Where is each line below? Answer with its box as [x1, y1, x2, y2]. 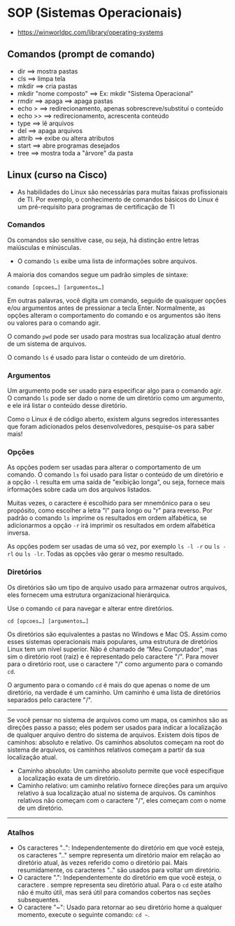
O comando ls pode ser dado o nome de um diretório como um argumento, [7, 394, 225, 402]
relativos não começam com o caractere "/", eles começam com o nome [17, 796, 226, 804]
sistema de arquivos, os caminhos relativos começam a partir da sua [7, 745, 205, 754]
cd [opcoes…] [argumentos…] [7, 617, 90, 624]
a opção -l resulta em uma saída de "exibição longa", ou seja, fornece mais [7, 478, 225, 486]
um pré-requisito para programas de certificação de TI [17, 202, 175, 211]
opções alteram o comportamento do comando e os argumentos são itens [7, 311, 221, 319]
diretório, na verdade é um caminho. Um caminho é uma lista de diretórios [7, 688, 221, 696]
